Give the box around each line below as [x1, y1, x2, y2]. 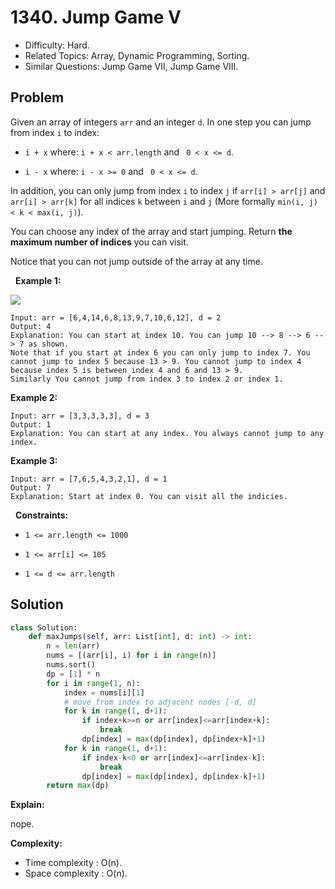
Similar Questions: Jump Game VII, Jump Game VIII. [24, 60, 239, 72]
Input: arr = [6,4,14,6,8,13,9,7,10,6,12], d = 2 [10, 312, 222, 323]
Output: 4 [10, 321, 52, 331]
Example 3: [10, 454, 58, 466]
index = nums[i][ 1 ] [63, 687, 145, 698]
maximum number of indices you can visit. [10, 236, 189, 248]
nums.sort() [46, 660, 97, 670]
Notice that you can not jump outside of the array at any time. [10, 255, 263, 267]
